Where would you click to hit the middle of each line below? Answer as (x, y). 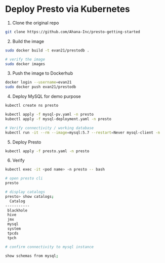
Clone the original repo (36, 23)
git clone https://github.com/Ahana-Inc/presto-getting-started (73, 32)
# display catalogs (25, 192)
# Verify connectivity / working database (49, 128)
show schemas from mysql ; (32, 256)
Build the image (28, 41)
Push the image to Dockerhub (42, 73)
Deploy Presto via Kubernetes (67, 9)
